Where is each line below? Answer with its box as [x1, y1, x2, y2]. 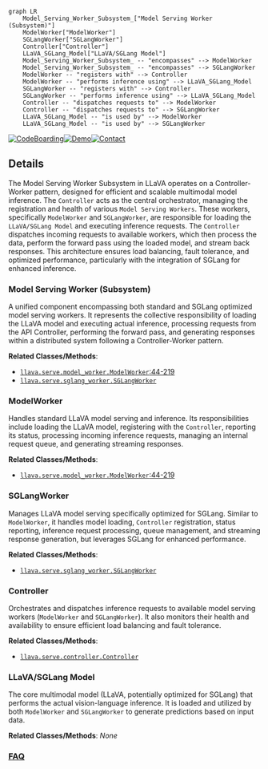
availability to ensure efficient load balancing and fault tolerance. [8, 621, 222, 629]
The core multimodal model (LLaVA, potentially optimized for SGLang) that [8, 690, 254, 699]
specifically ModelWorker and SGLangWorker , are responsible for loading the [8, 212, 252, 222]
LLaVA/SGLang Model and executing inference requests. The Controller [8, 221, 240, 230]
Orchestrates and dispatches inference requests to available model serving [8, 604, 256, 613]
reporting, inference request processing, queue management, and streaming [8, 525, 261, 535]
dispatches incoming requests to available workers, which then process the [8, 229, 258, 239]
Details [8, 157, 44, 171]
